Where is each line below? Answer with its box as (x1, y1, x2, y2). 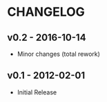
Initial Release (17, 88, 57, 96)
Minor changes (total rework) (17, 50, 100, 58)
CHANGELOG (7, 4, 85, 20)
